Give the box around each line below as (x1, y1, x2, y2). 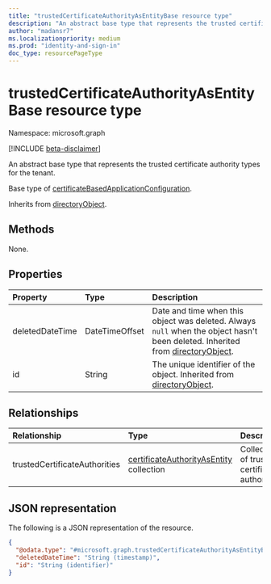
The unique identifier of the (152, 359, 256, 370)
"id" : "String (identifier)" (15, 561, 114, 569)
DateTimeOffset (84, 325, 145, 336)
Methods (8, 223, 55, 237)
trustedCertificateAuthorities (12, 459, 121, 470)
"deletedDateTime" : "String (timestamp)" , (15, 553, 161, 561)
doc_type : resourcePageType (8, 49, 103, 57)
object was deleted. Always (152, 315, 256, 326)
